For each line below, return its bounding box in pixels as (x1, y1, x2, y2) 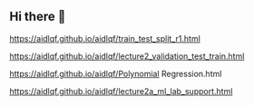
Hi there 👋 (9, 9, 66, 24)
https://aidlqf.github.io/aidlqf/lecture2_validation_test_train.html (9, 51, 245, 62)
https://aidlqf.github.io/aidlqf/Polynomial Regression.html (9, 68, 222, 79)
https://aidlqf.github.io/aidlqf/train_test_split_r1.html (9, 33, 201, 43)
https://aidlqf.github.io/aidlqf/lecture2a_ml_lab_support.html (9, 85, 233, 96)
